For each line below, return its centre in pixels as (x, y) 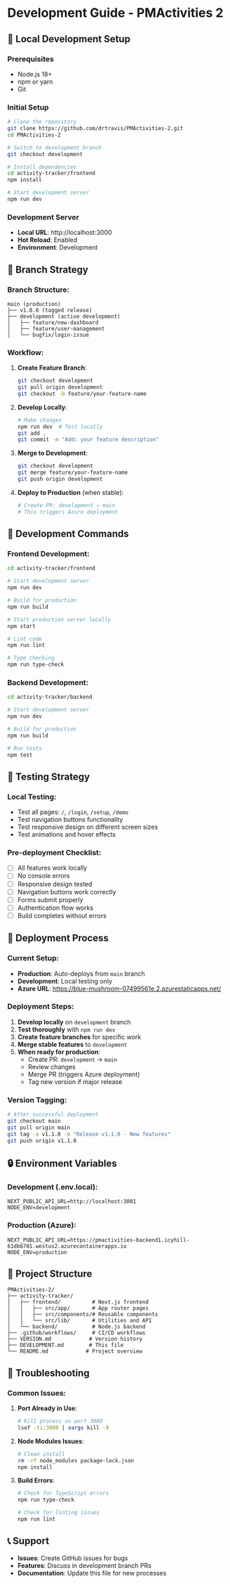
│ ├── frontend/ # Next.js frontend (78, 1302)
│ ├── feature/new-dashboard (53, 322)
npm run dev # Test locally (60, 427)
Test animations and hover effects (66, 835)
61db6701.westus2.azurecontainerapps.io (67, 1246)
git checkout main (34, 1121)
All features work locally (52, 868)
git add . (32, 433)
